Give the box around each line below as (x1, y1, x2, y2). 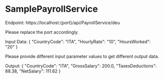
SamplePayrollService (5, 3, 98, 15)
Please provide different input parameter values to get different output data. (5, 53, 160, 59)
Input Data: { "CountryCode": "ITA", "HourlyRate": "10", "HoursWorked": (5, 38, 151, 45)
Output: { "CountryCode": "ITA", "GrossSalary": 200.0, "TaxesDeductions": (5, 63, 157, 69)
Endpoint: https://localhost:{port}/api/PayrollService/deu (5, 20, 120, 26)
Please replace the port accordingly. (5, 29, 79, 35)
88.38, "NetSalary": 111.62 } (5, 68, 61, 74)
